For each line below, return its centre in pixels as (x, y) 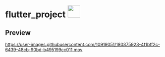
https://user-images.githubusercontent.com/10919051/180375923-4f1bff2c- (82, 44)
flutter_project (35, 14)
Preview (18, 33)
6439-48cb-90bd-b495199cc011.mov (44, 50)
